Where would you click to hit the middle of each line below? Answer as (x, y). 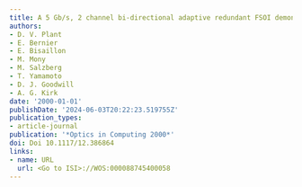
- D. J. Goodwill (42, 85)
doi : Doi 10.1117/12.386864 (62, 143)
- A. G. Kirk (34, 93)
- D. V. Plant (36, 34)
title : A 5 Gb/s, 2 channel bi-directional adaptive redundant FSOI (140, 18)
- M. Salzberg (36, 68)
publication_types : (46, 118)
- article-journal (44, 127)
